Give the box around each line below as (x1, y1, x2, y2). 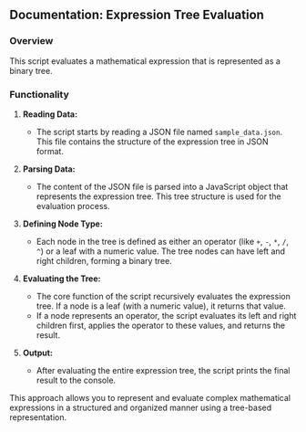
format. (36, 145, 64, 156)
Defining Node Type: (22, 218, 103, 229)
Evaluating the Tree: (22, 273, 101, 284)
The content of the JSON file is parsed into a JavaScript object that (36, 181, 289, 192)
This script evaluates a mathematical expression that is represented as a (9, 55, 280, 67)
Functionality (9, 88, 70, 100)
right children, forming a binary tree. (36, 255, 173, 266)
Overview (9, 35, 54, 47)
